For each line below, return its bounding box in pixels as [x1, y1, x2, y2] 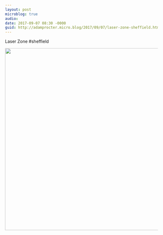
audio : [5, 16, 18, 21]
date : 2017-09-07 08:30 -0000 [5, 20, 66, 26]
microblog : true [5, 12, 38, 17]
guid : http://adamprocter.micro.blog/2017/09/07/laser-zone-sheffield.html [5, 25, 162, 30]
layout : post [5, 7, 32, 12]
